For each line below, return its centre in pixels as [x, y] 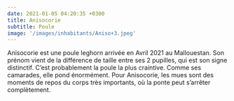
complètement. [29, 90]
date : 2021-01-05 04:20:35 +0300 [56, 14]
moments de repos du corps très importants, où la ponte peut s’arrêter [109, 83]
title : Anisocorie [34, 20]
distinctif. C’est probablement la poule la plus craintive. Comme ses [104, 68]
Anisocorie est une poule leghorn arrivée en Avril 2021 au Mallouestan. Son [116, 53]
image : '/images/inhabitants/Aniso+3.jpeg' [72, 33]
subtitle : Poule [31, 26]
